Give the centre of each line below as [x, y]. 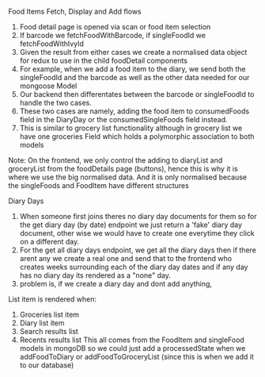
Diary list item [42, 323]
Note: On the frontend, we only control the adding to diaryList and [115, 160]
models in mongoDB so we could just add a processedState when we [132, 348]
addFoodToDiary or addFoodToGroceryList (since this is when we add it [137, 357]
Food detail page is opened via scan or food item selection [115, 27]
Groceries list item [49, 314]
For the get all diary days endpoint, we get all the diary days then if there [138, 250]
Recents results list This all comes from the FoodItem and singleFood [132, 340]
